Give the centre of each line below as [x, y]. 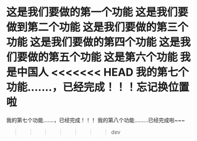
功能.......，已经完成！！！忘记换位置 [98, 87]
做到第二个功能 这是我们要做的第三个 [97, 27]
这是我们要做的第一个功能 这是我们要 [97, 12]
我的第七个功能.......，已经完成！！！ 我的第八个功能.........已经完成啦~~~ [96, 120]
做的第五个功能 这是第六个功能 [102, 57]
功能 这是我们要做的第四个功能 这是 [93, 42]
